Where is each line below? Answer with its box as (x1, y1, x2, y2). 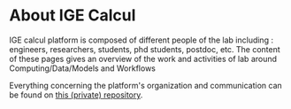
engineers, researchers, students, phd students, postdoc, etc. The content (9, 43, 280, 54)
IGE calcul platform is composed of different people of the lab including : (9, 35, 274, 45)
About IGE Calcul (9, 5, 136, 26)
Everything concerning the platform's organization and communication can (9, 80, 283, 90)
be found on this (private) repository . (9, 90, 143, 100)
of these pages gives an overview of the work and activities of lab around (9, 53, 277, 64)
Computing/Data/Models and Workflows (9, 63, 157, 74)
